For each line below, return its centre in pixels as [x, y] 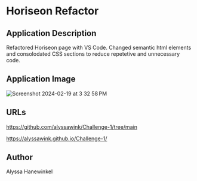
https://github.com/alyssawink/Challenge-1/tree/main [72, 126]
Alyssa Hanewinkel [30, 171]
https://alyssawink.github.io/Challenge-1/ [57, 138]
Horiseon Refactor [53, 11]
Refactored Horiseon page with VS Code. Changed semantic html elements [99, 47]
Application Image [41, 79]
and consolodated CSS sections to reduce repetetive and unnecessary [93, 54]
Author [19, 157]
